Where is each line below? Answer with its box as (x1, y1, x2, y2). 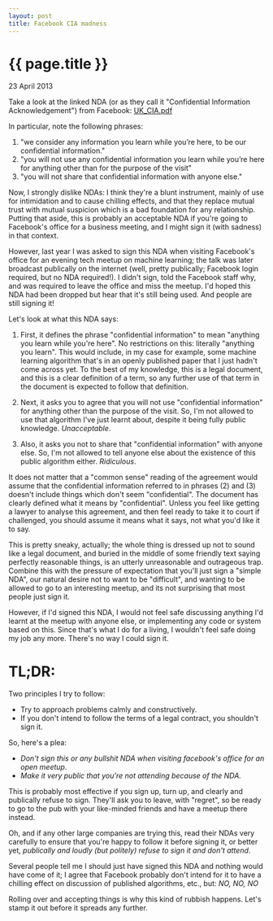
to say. (8, 524, 31, 534)
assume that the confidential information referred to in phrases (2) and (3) (8, 481, 256, 491)
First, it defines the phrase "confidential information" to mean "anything (19, 330, 260, 340)
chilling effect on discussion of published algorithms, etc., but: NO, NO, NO (8, 879, 258, 888)
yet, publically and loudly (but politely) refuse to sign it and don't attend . (8, 845, 251, 855)
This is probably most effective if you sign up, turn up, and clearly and (8, 787, 244, 797)
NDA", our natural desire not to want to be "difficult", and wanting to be (8, 574, 245, 584)
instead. (8, 813, 36, 823)
